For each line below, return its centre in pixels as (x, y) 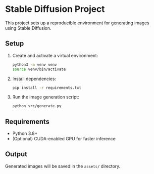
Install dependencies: (34, 79)
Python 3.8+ (25, 133)
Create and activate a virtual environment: (55, 55)
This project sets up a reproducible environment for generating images (77, 23)
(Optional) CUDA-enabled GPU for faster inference (64, 139)
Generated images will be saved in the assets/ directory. (63, 166)
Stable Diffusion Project (55, 9)
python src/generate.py (37, 106)
